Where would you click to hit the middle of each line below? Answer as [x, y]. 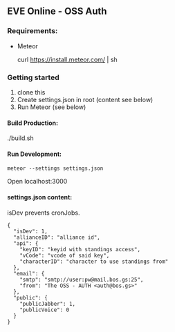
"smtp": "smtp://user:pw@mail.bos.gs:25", [82, 280]
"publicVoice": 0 [45, 310]
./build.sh [20, 138]
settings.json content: [40, 197]
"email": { [29, 273]
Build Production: [33, 123]
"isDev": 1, [31, 231]
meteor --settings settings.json [55, 168]
